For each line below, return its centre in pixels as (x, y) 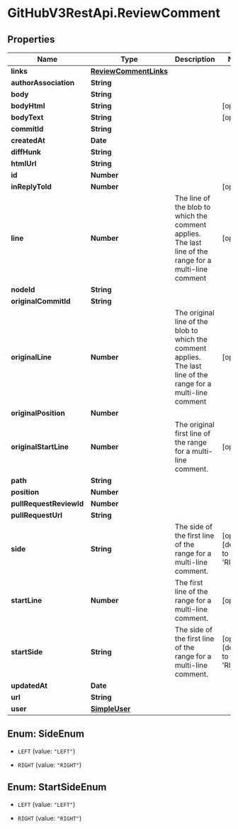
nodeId (23, 289)
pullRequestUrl (36, 515)
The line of (192, 198)
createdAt (28, 140)
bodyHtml (28, 106)
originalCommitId (41, 301)
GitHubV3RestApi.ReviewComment (114, 13)
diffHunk (26, 152)
